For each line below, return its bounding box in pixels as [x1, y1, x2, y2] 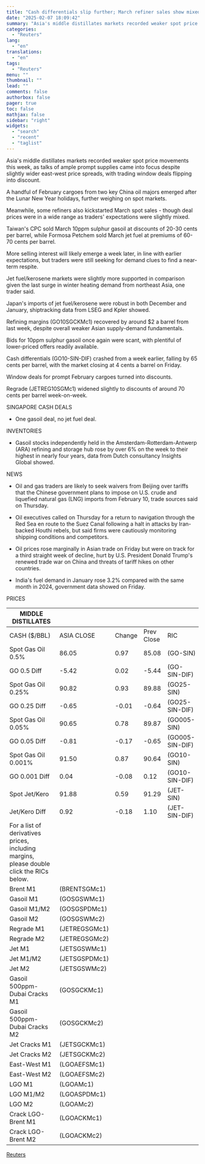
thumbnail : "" [6, 77, 43, 83]
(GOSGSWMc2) [59, 914, 105, 923]
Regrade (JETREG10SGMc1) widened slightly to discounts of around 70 [6, 385, 185, 392]
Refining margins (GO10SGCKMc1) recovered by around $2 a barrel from [6, 318, 189, 325]
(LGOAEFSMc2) [59, 1070, 106, 1078]
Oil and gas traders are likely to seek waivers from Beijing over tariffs [15, 482, 189, 489]
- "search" [12, 129, 40, 135]
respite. [19, 263, 38, 270]
